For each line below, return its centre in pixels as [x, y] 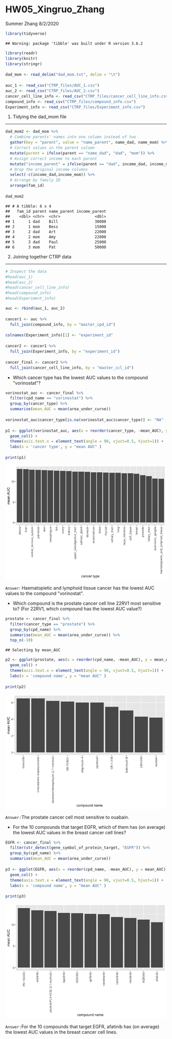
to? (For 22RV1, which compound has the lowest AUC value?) [77, 609]
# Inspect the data [26, 271]
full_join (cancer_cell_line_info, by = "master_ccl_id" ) [72, 368]
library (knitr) [21, 58]
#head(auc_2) [19, 282]
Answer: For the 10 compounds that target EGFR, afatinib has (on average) [82, 1027]
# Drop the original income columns [49, 169]
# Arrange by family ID [35, 180]
